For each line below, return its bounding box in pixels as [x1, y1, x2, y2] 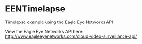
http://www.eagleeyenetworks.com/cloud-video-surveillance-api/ [5, 33, 137, 39]
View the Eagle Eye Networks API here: [5, 28, 84, 34]
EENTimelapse [5, 3, 66, 14]
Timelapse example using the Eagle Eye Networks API [5, 19, 113, 25]
